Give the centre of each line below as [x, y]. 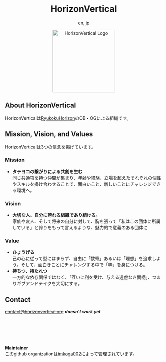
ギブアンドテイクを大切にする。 [50, 284]
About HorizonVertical [41, 106]
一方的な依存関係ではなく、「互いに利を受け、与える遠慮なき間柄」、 [82, 277]
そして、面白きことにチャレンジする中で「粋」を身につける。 [84, 265]
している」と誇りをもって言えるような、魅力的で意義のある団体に [80, 228]
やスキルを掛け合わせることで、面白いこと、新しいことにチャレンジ [82, 184]
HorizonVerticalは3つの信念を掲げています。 [51, 147]
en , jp [84, 23]
